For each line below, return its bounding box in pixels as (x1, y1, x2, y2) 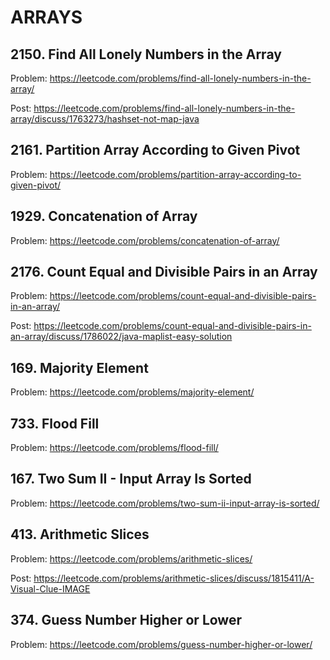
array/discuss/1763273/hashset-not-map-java (10, 113, 200, 125)
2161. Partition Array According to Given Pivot (10, 142, 301, 159)
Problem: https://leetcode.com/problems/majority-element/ (10, 386, 255, 398)
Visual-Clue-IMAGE (10, 582, 91, 595)
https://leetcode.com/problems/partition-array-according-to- (49, 168, 302, 180)
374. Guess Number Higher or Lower (10, 612, 242, 629)
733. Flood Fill (10, 415, 100, 432)
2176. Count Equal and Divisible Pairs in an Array (10, 264, 318, 281)
